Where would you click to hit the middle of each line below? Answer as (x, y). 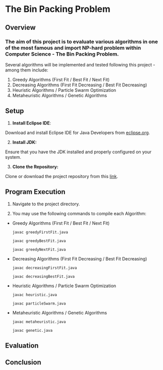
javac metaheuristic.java (39, 322)
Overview (21, 28)
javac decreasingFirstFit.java (45, 268)
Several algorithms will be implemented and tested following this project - (80, 64)
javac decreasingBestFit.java (44, 276)
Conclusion (23, 362)
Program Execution (35, 192)
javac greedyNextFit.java (39, 249)
